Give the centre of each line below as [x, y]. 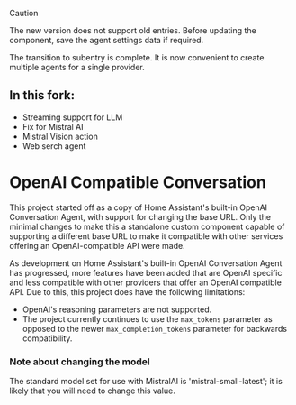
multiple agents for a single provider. [77, 67]
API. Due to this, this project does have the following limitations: [127, 291]
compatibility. [47, 338]
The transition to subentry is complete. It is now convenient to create [137, 57]
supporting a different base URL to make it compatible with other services [146, 236]
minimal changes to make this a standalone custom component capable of [147, 226]
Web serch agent [54, 146]
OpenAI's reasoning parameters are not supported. [117, 309]
